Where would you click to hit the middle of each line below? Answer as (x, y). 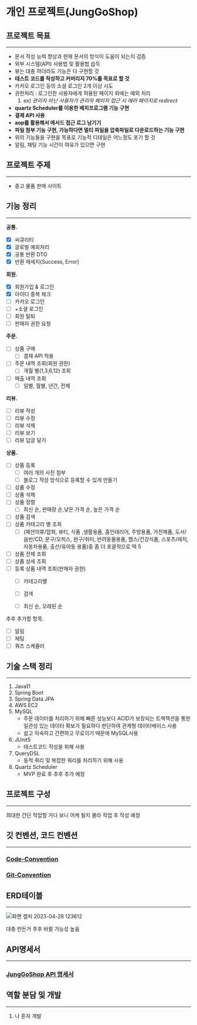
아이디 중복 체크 (33, 294)
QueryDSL (27, 753)
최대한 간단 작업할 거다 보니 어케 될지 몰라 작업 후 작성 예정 (73, 815)
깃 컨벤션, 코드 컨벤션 (42, 836)
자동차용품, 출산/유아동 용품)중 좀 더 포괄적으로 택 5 (82, 546)
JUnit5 (23, 739)
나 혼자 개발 (28, 1016)
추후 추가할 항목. (25, 618)
